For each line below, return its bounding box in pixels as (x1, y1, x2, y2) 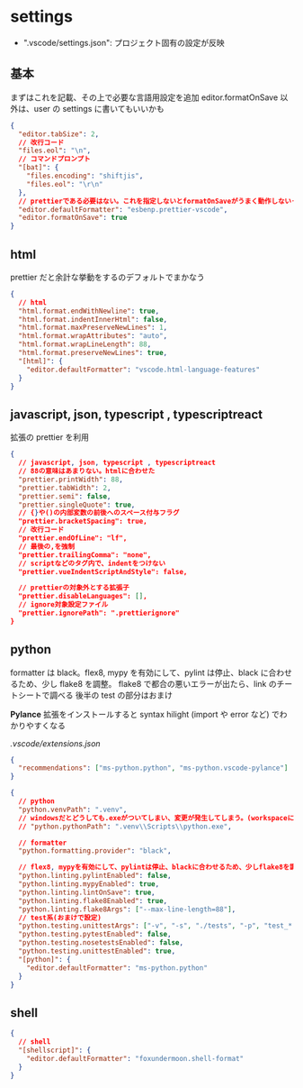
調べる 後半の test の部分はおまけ (49, 690, 174, 700)
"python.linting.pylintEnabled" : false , (18, 872, 172, 881)
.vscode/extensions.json (10, 737, 102, 749)
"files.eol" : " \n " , (18, 146, 92, 155)
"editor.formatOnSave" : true (18, 214, 128, 223)
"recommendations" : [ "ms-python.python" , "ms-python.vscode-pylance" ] (18, 763, 289, 773)
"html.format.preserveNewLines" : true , (18, 349, 168, 358)
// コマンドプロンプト (18, 155, 91, 164)
